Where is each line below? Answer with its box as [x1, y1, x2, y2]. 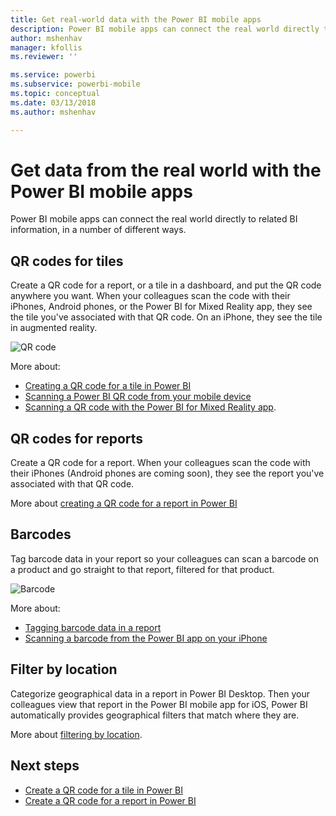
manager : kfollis [10, 42, 83, 53]
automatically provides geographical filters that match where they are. [10, 709, 300, 721]
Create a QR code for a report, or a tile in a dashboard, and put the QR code [10, 279, 322, 291]
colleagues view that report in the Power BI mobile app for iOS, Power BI [10, 698, 308, 710]
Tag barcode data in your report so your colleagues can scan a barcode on [10, 552, 320, 565]
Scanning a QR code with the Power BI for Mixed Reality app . [24, 401, 277, 413]
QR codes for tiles [10, 252, 124, 270]
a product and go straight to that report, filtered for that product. [10, 563, 275, 575]
